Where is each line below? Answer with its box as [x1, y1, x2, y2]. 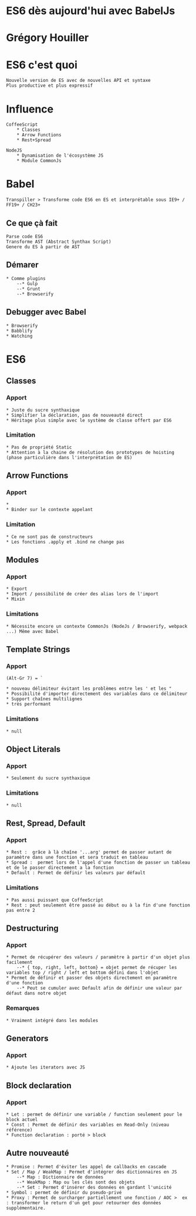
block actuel [6, 1117, 38, 1123]
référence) [6, 1127, 33, 1133]
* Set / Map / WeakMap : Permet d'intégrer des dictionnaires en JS [6, 1169, 177, 1175]
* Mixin [6, 597, 25, 602]
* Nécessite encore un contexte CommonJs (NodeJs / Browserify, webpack [6, 623, 188, 629]
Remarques [6, 1004, 40, 1012]
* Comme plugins [6, 275, 46, 281]
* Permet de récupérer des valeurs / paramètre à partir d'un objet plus [6, 954, 191, 960]
